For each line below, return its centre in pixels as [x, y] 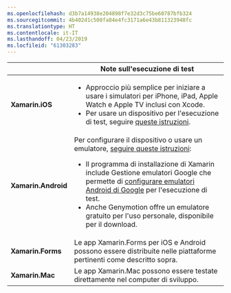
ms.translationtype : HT [41, 26]
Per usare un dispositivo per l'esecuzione [152, 113]
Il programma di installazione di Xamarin [150, 164]
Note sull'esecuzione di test [147, 69]
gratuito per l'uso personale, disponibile [150, 216]
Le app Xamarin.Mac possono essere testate [146, 271]
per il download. [111, 224]
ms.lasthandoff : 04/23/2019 [47, 39]
